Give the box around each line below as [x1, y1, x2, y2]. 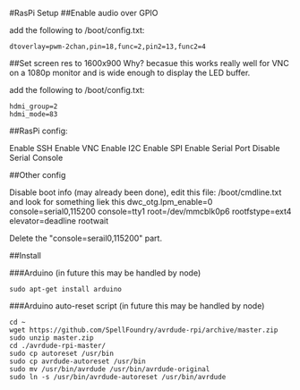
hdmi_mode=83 [9, 110, 58, 119]
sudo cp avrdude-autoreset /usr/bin [9, 357, 146, 366]
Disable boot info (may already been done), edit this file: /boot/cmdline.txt [9, 187, 282, 198]
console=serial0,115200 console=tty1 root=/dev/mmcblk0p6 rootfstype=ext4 [9, 206, 292, 216]
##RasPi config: [9, 125, 69, 136]
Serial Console [9, 152, 64, 163]
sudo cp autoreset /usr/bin [9, 349, 115, 358]
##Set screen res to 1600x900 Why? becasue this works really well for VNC [9, 58, 289, 68]
